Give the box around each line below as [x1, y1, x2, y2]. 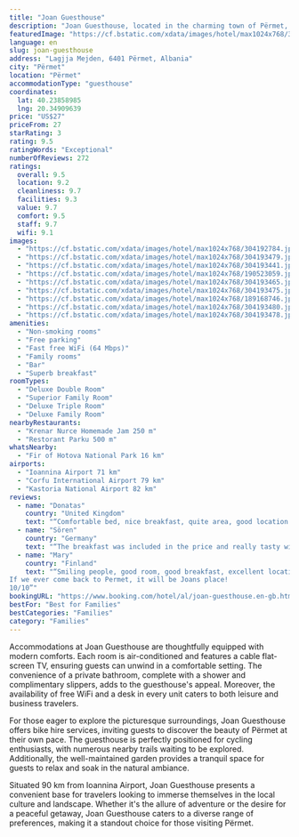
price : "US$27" [9, 112, 66, 121]
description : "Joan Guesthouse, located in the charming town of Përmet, [9, 21, 289, 30]
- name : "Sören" [17, 526, 77, 535]
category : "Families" [9, 616, 90, 625]
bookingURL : [9, 592, 53, 601]
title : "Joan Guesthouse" [9, 12, 105, 22]
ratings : [9, 162, 42, 171]
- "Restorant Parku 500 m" [17, 435, 117, 444]
